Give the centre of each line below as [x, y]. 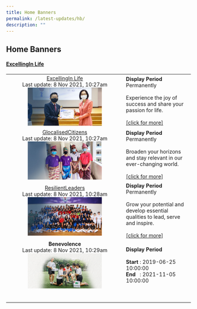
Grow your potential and [155, 205]
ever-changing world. [152, 164]
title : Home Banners [31, 12]
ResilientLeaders [65, 188]
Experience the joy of [152, 98]
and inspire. [140, 223]
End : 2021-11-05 [151, 274]
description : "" [26, 25]
